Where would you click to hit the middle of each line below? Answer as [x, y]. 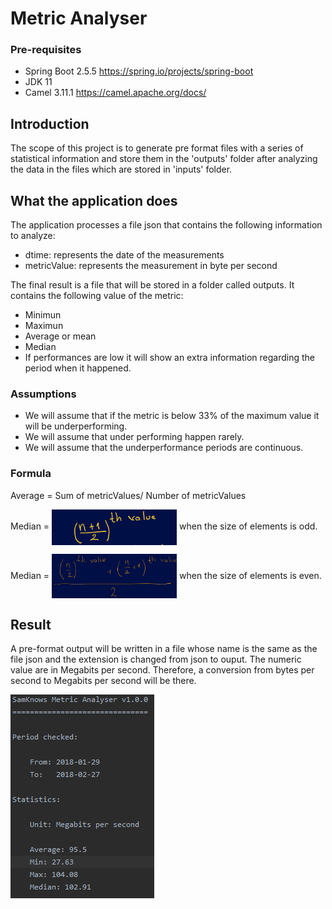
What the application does [94, 200]
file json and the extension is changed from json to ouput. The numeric [156, 659]
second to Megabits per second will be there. [103, 681]
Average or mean [60, 336]
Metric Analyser [79, 18]
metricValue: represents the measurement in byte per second [151, 266]
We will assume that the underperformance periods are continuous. [164, 448]
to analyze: [33, 236]
